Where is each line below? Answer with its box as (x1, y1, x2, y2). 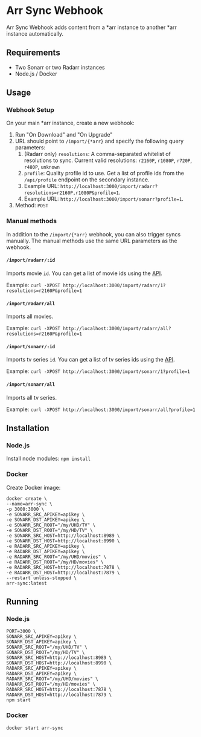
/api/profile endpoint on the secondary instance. (24, 176, 150, 183)
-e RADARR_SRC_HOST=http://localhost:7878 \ (6, 564, 120, 570)
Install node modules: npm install (6, 455, 91, 463)
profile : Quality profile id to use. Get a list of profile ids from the (24, 170, 184, 177)
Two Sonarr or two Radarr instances (14, 63, 105, 71)
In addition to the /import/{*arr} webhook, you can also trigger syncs (6, 230, 181, 238)
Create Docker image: (6, 484, 61, 491)
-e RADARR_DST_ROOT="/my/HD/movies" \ (6, 559, 104, 565)
